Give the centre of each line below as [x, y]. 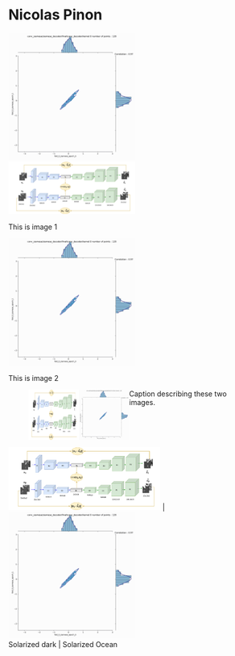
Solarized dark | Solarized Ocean [63, 644]
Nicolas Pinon [56, 15]
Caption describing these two [178, 394]
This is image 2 [33, 378]
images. [142, 403]
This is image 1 [33, 227]
